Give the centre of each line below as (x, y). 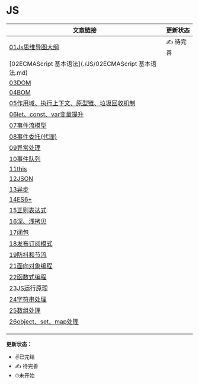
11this (18, 169)
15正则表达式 (28, 210)
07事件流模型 (28, 125)
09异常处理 (25, 147)
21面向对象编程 (31, 266)
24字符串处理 (28, 299)
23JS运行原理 (29, 288)
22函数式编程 (28, 277)
